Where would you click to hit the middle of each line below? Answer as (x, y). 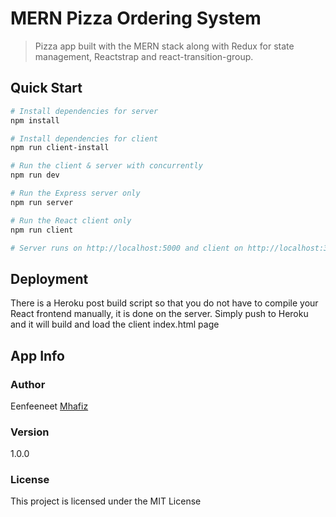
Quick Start (46, 88)
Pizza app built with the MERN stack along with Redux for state (164, 46)
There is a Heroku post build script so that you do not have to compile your (164, 303)
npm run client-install (60, 148)
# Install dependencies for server (84, 111)
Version (30, 432)
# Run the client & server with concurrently (106, 166)
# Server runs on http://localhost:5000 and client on (127, 248)
